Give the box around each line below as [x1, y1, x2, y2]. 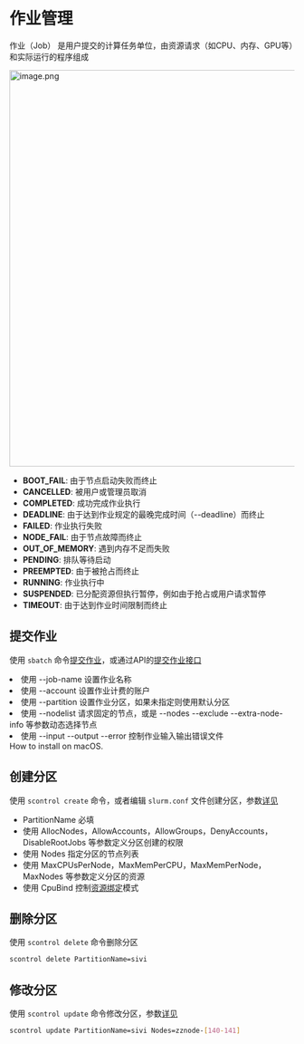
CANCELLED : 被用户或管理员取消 [22, 486, 147, 497]
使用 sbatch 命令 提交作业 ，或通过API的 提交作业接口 [9, 654, 202, 665]
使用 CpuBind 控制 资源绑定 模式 [22, 882, 139, 893]
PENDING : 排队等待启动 [22, 554, 111, 565]
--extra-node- [230, 708, 283, 719]
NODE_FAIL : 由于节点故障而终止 [22, 531, 143, 542]
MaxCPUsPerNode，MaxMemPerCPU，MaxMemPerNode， [40, 859, 267, 870]
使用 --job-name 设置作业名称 [21, 673, 133, 684]
